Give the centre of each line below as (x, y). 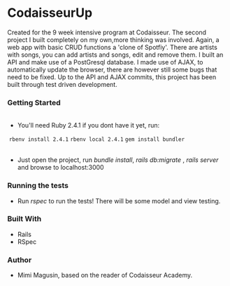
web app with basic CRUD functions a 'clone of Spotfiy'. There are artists (113, 47)
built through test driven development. (62, 84)
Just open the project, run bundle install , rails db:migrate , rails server (118, 160)
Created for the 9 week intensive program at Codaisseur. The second (107, 32)
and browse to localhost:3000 (60, 168)
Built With (24, 219)
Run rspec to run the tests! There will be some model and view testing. (119, 200)
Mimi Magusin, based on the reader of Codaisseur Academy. (105, 275)
